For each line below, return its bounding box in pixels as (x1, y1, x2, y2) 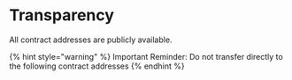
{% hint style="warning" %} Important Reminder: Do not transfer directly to (9, 51, 283, 62)
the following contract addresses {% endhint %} (9, 61, 185, 71)
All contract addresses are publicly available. (9, 34, 173, 45)
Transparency (9, 5, 115, 25)
